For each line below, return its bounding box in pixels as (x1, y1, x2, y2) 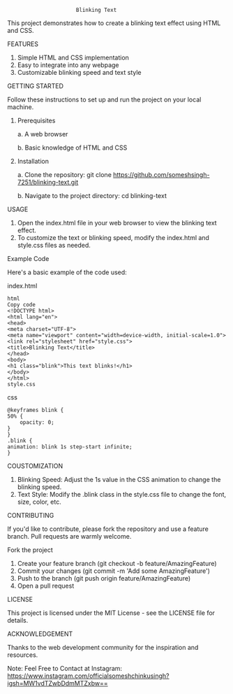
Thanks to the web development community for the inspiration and (7, 644, 199, 651)
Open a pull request (17, 581, 75, 590)
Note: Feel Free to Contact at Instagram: (7, 665, 123, 672)
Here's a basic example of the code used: (7, 268, 127, 276)
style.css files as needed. (17, 241, 91, 249)
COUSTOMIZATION (7, 462, 63, 470)
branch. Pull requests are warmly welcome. (7, 532, 132, 540)
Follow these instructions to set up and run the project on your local (7, 95, 202, 104)
